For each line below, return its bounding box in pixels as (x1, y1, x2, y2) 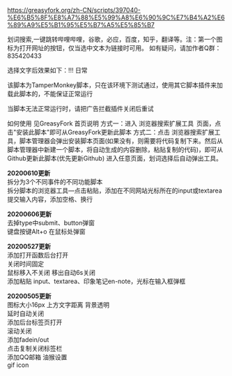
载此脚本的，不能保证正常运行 (7, 90, 93, 98)
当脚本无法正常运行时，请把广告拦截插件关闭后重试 (7, 105, 154, 112)
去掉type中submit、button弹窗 (7, 219, 95, 227)
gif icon (7, 361, 29, 369)
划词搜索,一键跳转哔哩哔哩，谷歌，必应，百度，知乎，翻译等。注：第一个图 (7, 35, 223, 43)
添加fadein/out (7, 336, 49, 344)
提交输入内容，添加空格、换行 (7, 195, 93, 203)
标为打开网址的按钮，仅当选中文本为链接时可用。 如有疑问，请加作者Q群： (7, 44, 222, 52)
